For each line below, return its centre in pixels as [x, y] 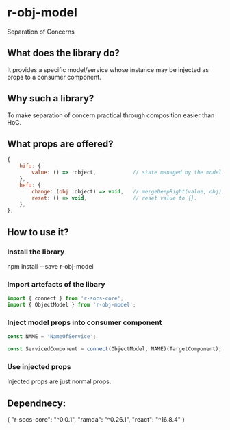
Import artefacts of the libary [56, 284]
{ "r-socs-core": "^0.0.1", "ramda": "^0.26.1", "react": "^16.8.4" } [96, 420]
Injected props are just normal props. [59, 381]
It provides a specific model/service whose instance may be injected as [108, 69]
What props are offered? [60, 144]
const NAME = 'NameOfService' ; [52, 337]
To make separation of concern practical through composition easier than [111, 115]
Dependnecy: [37, 403]
